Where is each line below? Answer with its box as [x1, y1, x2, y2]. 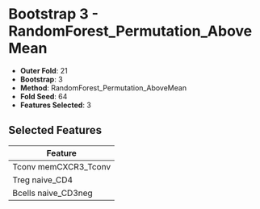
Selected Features [8, 123, 103, 137]
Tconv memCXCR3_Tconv [12, 161, 111, 172]
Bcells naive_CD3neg [12, 187, 93, 199]
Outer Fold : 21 [19, 65, 68, 75]
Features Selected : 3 [19, 100, 91, 110]
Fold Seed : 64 [19, 91, 68, 101]
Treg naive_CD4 [12, 174, 73, 186]
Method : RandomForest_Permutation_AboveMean [19, 82, 187, 93]
